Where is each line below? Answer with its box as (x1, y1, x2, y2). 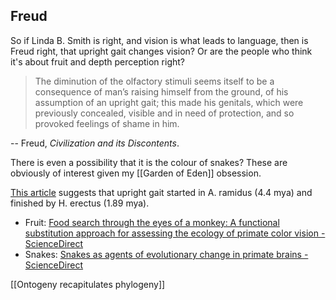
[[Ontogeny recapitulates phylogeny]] (10, 278, 166, 290)
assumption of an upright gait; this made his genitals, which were (34, 96, 304, 108)
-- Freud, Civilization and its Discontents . (10, 137, 180, 149)
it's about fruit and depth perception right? (10, 55, 185, 68)
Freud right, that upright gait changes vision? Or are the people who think (10, 45, 313, 57)
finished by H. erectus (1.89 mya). (10, 197, 150, 209)
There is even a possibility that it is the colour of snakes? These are (10, 156, 288, 168)
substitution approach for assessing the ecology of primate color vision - (24, 227, 326, 239)
